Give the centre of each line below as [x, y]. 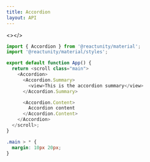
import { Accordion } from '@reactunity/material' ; [73, 46]
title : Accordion [28, 12]
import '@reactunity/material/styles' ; [57, 52]
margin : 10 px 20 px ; [37, 147]
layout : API [21, 18]
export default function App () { [49, 63]
